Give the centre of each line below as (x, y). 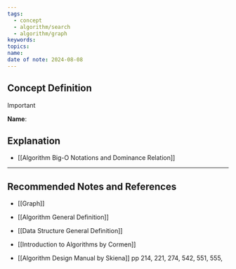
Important (21, 105)
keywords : (22, 40)
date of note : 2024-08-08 (45, 60)
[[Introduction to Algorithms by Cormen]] (77, 244)
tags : (15, 14)
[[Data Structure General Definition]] (70, 231)
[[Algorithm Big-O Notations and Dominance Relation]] (96, 158)
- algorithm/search (42, 27)
